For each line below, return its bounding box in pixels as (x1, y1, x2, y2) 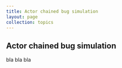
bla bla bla (6, 56, 31, 63)
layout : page (6, 14, 38, 20)
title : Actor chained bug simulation (6, 8, 99, 15)
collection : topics (6, 19, 54, 25)
